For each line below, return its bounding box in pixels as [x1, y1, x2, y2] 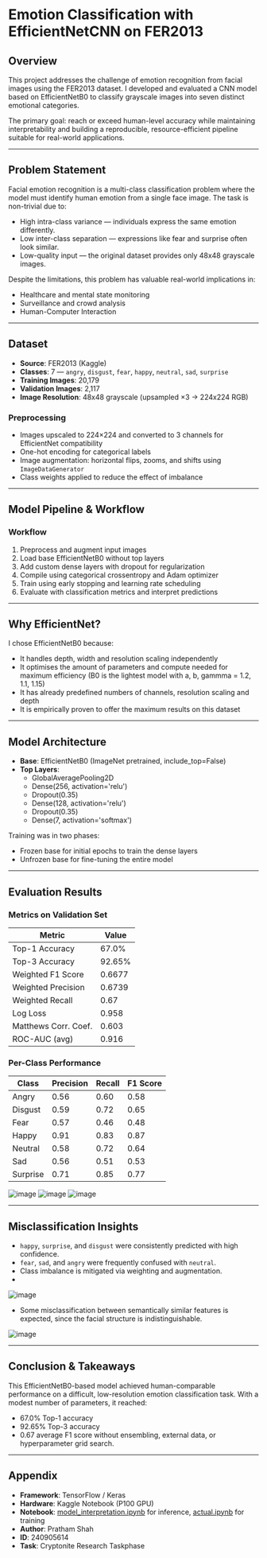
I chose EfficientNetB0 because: [8, 639, 114, 648]
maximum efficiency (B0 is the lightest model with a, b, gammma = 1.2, [19, 670, 252, 681]
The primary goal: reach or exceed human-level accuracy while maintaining [8, 116, 256, 125]
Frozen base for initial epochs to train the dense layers [19, 846, 199, 856]
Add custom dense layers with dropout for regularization [19, 561, 205, 571]
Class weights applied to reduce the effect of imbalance [19, 472, 203, 482]
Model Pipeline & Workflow [8, 503, 145, 516]
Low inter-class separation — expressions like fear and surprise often [19, 233, 248, 243]
